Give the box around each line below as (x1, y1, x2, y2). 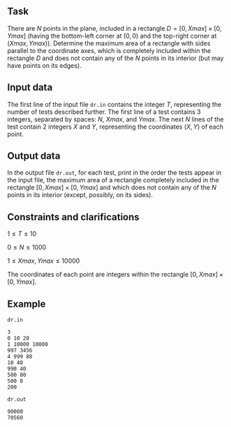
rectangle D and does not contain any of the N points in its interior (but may (7, 54, 224, 62)
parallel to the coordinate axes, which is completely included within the (7, 46, 211, 55)
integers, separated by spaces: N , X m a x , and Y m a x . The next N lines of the (7, 115, 224, 123)
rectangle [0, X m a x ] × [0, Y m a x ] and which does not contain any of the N (7, 183, 217, 191)
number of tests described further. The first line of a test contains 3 (7, 108, 201, 116)
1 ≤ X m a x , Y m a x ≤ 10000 (7, 256, 80, 265)
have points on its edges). (7, 61, 82, 69)
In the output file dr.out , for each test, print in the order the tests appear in (7, 168, 222, 177)
